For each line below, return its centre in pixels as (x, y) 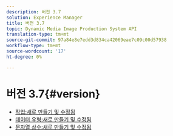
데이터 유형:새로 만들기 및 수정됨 (53, 119)
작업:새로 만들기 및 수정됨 (45, 112)
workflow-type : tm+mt (34, 46)
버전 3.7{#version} (53, 94)
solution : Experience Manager (45, 18)
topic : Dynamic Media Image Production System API (72, 29)
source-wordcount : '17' (36, 51)
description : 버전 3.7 (34, 12)
